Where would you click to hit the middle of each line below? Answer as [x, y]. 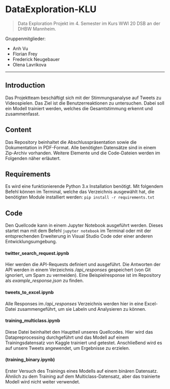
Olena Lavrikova [29, 64]
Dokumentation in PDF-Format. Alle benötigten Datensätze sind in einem [81, 147]
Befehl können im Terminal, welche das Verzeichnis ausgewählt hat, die [80, 192]
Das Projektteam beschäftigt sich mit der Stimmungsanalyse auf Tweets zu [83, 98]
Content [18, 130]
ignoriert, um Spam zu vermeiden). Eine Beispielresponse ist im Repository [83, 275]
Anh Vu [20, 48]
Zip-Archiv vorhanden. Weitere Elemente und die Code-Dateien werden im [83, 153]
